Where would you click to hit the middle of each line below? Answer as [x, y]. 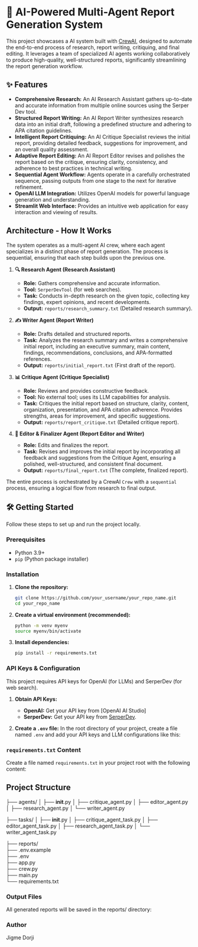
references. [38, 359]
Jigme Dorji [20, 938]
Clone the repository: [41, 587]
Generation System [55, 25]
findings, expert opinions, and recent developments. [87, 302]
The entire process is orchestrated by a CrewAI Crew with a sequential [92, 481]
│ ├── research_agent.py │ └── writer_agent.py [66, 808]
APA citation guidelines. [43, 130]
